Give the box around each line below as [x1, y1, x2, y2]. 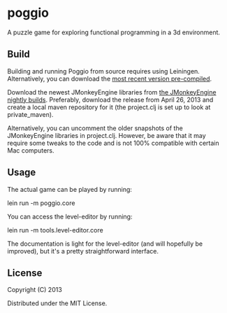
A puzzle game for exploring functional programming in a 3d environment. [7, 28, 221, 36]
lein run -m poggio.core [7, 198, 75, 207]
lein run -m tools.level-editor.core [7, 225, 103, 234]
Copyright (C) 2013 [7, 286, 63, 294]
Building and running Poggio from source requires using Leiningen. [7, 67, 200, 75]
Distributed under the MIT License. [7, 299, 108, 307]
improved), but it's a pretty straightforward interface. [7, 246, 159, 255]
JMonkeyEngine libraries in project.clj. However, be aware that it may [7, 131, 206, 139]
